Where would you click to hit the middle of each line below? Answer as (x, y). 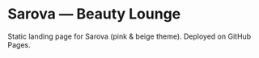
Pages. (19, 44)
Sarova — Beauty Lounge (94, 14)
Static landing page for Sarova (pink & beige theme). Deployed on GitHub (129, 36)
